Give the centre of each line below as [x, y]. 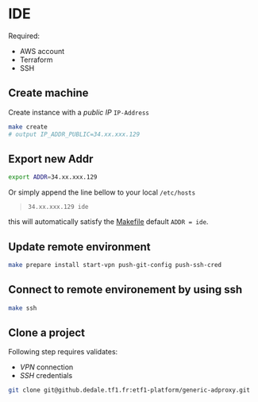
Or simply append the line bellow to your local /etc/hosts [102, 192]
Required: [24, 36]
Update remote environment [79, 247]
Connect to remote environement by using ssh [125, 290]
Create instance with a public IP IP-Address [79, 112]
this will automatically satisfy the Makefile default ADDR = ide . [108, 222]
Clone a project [47, 332]
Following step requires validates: [63, 352]
